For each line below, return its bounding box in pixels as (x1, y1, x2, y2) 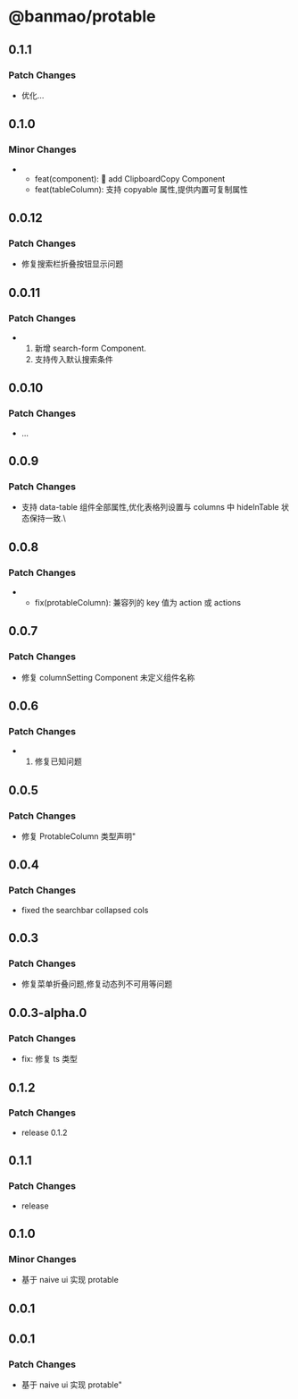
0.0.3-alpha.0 (8, 1005, 87, 1021)
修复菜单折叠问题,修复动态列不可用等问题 (21, 979, 173, 989)
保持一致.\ (29, 513, 66, 524)
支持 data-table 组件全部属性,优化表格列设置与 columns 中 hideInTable (21, 502, 279, 513)
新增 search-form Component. (34, 343, 146, 353)
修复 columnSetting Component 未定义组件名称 (21, 672, 195, 683)
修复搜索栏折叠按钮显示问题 (21, 259, 124, 269)
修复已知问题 (34, 756, 82, 767)
